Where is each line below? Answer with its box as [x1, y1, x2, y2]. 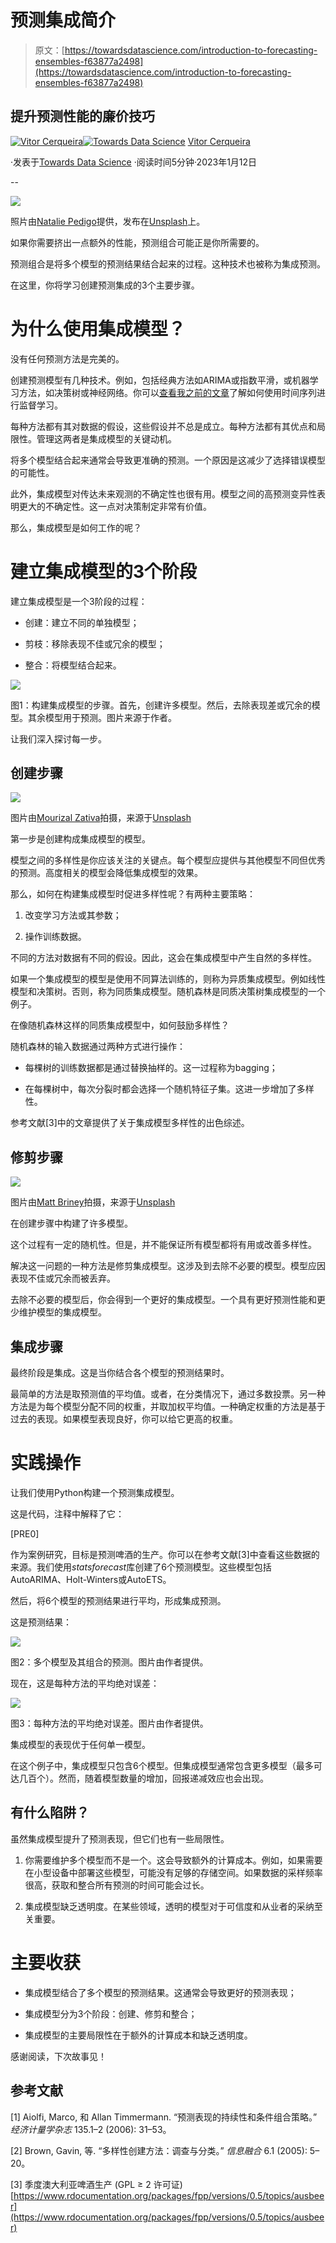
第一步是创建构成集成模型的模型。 [10, 833, 151, 845]
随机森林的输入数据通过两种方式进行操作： [10, 1041, 186, 1053]
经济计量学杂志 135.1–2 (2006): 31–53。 [10, 2123, 172, 2135]
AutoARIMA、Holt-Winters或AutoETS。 [10, 1574, 172, 1585]
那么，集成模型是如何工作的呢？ [10, 521, 142, 533]
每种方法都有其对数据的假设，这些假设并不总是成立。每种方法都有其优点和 [10, 420, 317, 432]
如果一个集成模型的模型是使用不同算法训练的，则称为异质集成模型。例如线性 [10, 973, 326, 985]
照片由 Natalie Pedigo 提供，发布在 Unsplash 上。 [10, 215, 206, 227]
